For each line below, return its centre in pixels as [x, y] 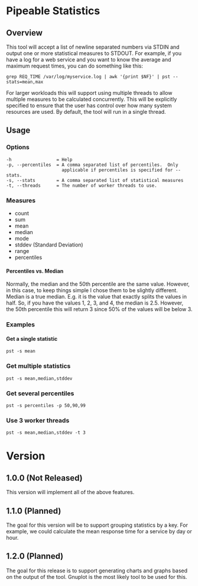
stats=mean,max [25, 82]
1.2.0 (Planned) [35, 556]
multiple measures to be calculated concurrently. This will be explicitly [92, 99]
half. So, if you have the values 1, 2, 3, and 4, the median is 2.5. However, [95, 303]
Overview [25, 33]
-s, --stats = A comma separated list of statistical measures [95, 180]
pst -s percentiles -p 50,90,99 [46, 405]
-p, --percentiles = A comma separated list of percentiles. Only [92, 165]
